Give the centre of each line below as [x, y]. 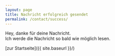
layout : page [19, 10]
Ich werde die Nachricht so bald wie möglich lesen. [58, 38]
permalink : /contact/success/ [37, 19]
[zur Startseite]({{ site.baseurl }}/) [40, 48]
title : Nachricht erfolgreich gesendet [47, 14]
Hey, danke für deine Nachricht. [38, 33]
